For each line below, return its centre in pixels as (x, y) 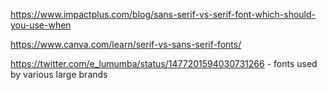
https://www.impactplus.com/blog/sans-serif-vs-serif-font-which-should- (163, 14)
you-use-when (41, 25)
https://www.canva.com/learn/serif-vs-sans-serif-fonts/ (126, 44)
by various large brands (59, 74)
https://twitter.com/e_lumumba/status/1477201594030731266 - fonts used (164, 63)
